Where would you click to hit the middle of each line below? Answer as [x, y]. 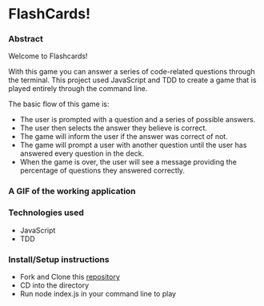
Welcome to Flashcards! [48, 56]
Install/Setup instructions [59, 259]
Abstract [26, 39]
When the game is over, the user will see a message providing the [128, 162]
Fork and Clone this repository [70, 277]
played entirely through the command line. [78, 89]
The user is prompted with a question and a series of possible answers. [138, 120]
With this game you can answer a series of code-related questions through [132, 72]
